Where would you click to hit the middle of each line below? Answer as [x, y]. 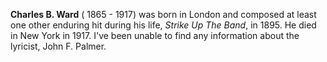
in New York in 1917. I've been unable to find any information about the [155, 35]
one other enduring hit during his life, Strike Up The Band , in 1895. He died [163, 25]
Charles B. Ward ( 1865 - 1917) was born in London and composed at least [163, 14]
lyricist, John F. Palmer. [58, 46]
